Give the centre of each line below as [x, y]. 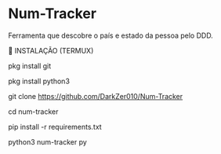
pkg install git [30, 66]
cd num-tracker [33, 112]
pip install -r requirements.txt [55, 126]
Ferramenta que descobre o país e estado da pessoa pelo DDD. [110, 35]
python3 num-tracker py [48, 141]
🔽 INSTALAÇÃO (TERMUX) [51, 50]
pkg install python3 [39, 81]
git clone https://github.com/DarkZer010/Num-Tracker [96, 96]
